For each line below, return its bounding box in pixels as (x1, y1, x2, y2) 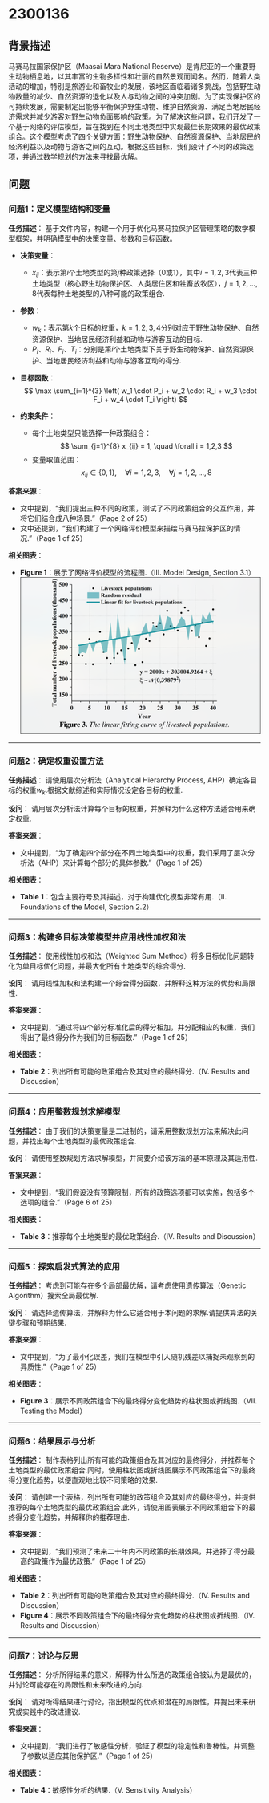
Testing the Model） (19, 1406, 87, 1415)
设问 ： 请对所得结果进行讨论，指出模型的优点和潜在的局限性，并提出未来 (8, 1697, 249, 1707)
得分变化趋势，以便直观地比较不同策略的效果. (8, 1476, 159, 1485)
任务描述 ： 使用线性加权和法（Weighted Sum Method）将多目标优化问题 (8, 952, 247, 961)
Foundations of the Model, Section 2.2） (19, 902, 154, 912)
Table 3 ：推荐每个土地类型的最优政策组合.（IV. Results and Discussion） (19, 1231, 260, 1241)
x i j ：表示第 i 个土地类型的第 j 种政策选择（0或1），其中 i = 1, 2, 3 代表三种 (31, 267, 258, 279)
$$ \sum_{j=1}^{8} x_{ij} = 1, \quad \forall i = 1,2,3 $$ (59, 441, 233, 451)
